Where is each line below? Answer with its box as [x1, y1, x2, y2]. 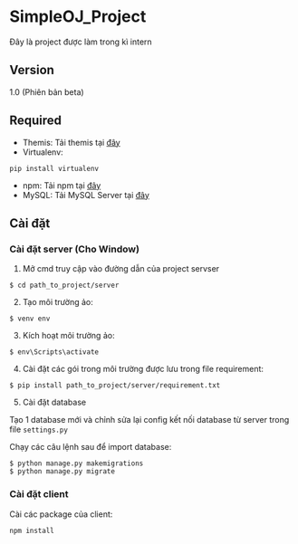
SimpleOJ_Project [9, 6, 147, 27]
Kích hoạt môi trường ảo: [22, 330, 115, 341]
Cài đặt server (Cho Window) [9, 243, 140, 255]
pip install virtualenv [9, 164, 100, 173]
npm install [9, 526, 54, 535]
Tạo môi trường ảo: [22, 297, 93, 308]
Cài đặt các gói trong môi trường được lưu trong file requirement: [22, 364, 264, 375]
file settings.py [9, 424, 68, 435]
